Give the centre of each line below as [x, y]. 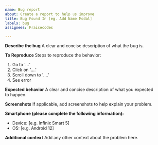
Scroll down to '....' [31, 75]
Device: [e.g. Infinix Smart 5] [41, 123]
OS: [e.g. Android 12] [33, 128]
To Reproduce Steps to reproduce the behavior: [53, 55]
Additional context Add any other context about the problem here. [72, 138]
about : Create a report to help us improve [50, 14]
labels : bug [17, 23]
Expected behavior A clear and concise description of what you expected [79, 90]
